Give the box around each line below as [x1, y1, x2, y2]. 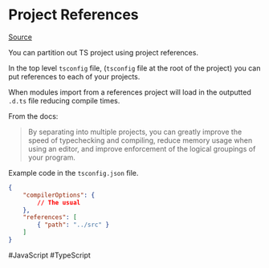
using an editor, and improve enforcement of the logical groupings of [27, 144, 256, 153]
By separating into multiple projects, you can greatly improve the [27, 127, 243, 136]
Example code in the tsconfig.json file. [8, 168, 139, 177]
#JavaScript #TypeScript [8, 250, 91, 260]
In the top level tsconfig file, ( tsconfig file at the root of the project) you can [8, 63, 261, 73]
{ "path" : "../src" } [37, 221, 110, 229]
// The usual [37, 198, 81, 206]
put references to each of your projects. [8, 71, 141, 81]
